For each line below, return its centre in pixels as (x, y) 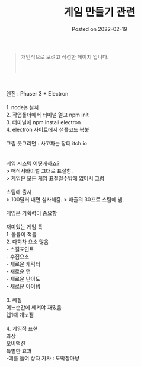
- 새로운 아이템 (23, 286)
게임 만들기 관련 (100, 12)
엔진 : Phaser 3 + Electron (37, 93)
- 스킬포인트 (20, 249)
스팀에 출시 (19, 192)
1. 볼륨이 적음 (22, 234)
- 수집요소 (18, 257)
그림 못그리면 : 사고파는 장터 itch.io (47, 143)
